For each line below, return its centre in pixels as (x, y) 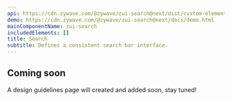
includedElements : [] (38, 33)
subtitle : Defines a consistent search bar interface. (88, 45)
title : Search (28, 39)
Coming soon (37, 73)
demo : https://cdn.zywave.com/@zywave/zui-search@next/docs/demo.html (111, 20)
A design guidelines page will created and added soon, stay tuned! (102, 89)
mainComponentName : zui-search (52, 26)
